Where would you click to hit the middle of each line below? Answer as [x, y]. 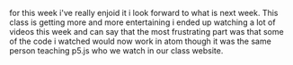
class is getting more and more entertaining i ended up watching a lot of [142, 22]
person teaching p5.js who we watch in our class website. [116, 51]
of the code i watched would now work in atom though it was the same [140, 41]
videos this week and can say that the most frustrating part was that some [147, 32]
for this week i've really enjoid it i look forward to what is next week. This [144, 13]
